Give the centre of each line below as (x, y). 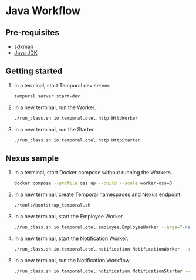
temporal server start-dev (47, 96)
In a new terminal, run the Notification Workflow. (72, 260)
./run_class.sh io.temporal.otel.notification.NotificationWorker (97, 249)
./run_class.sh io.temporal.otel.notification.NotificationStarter (98, 271)
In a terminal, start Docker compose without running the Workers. (93, 173)
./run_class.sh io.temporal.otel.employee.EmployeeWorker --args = (97, 227)
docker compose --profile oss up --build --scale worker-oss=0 (93, 183)
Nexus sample (32, 158)
